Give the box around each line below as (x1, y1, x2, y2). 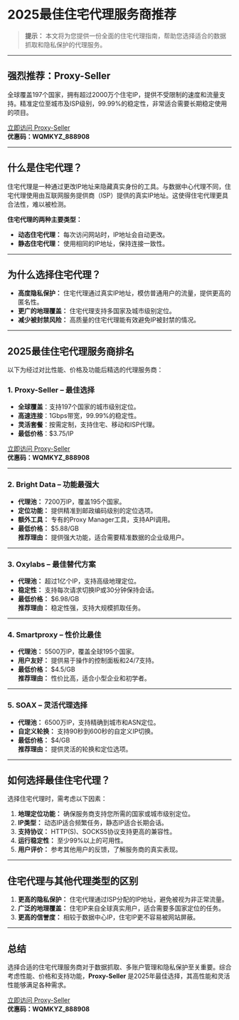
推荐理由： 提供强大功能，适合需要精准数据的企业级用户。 (17, 533, 188, 541)
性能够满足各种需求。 (7, 981, 70, 989)
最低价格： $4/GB (17, 735, 70, 744)
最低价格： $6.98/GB (17, 595, 80, 603)
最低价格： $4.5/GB (17, 665, 76, 674)
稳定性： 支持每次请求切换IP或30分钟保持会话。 (17, 586, 158, 594)
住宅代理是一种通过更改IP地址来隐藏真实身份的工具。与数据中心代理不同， (7, 182, 225, 190)
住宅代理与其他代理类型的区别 (7, 874, 139, 887)
